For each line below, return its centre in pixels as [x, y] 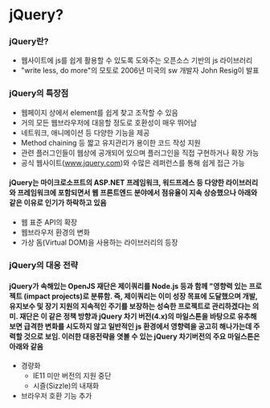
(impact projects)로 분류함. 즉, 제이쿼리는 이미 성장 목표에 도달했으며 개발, [141, 296]
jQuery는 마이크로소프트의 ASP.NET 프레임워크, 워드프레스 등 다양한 [117, 183]
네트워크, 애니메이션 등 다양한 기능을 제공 [85, 132]
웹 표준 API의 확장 [49, 222]
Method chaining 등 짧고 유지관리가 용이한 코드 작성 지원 [110, 142]
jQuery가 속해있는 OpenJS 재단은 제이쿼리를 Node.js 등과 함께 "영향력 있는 [128, 286]
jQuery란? [29, 42]
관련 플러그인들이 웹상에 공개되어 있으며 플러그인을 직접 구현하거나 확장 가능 [140, 152]
